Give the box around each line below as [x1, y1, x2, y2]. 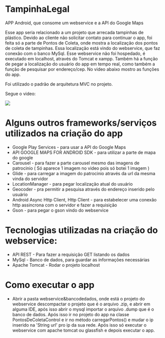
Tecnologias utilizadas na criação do [5, 225, 158, 236]
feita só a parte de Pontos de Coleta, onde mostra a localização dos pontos [5, 40, 158, 46]
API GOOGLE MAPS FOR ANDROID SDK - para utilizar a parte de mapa [12, 149, 156, 155]
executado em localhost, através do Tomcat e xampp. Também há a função [5, 55, 158, 61]
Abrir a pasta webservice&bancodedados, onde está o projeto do [12, 295, 145, 301]
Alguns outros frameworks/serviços [5, 117, 157, 129]
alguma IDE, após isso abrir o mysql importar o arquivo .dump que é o [12, 306, 154, 312]
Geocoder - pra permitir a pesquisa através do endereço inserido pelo [12, 186, 155, 192]
